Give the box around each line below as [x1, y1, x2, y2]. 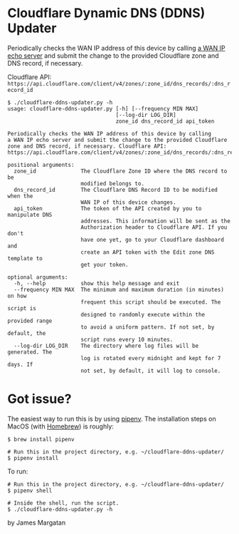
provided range [7, 317, 53, 324]
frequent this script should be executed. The [80, 298, 221, 306]
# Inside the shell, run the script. [7, 499, 119, 507]
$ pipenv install [7, 454, 59, 461]
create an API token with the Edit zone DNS [80, 248, 215, 256]
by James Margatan [7, 518, 66, 527]
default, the [7, 329, 46, 337]
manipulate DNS [7, 211, 53, 218]
